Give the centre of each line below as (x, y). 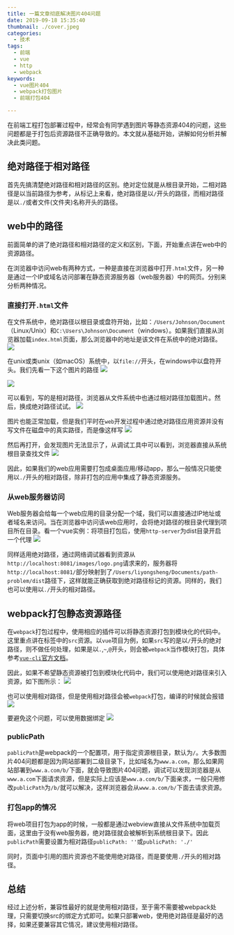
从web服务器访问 (36, 496)
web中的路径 (35, 227)
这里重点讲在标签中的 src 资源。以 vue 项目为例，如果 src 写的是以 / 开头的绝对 (114, 640)
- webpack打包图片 (38, 91)
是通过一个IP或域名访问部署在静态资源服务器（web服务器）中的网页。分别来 (117, 277)
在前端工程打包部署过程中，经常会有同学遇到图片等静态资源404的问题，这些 (117, 125)
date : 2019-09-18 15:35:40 (46, 20)
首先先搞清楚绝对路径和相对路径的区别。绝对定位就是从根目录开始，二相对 (114, 184)
